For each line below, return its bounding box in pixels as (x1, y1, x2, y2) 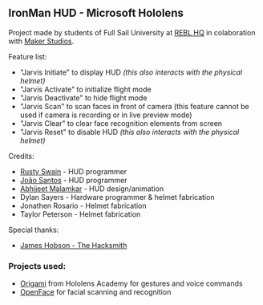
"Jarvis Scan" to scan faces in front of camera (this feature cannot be (19, 101, 250, 111)
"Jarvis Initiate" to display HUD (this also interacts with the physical (19, 67, 243, 77)
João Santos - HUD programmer (19, 175, 127, 185)
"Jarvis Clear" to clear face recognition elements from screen (19, 118, 223, 128)
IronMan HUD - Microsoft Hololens (8, 6, 184, 20)
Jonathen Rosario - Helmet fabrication (19, 201, 147, 210)
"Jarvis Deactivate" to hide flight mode (19, 92, 148, 103)
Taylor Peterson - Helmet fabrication (19, 209, 141, 219)
